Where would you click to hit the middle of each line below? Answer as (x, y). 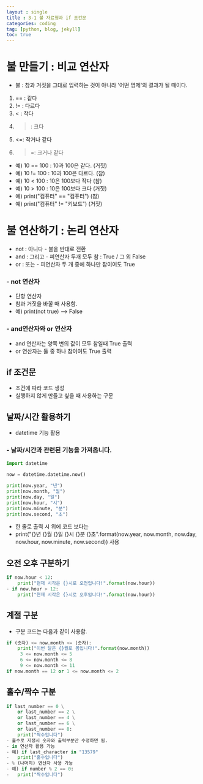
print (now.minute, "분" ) (37, 508)
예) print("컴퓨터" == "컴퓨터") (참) (57, 196)
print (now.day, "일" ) (33, 497)
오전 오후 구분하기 (38, 563)
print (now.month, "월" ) (36, 492)
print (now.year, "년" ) (35, 486)
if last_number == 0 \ (35, 706)
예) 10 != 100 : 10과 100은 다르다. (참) (60, 173)
